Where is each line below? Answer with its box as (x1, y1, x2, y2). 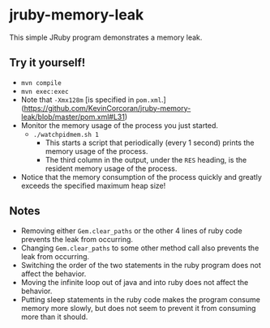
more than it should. (20, 312, 88, 322)
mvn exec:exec (20, 87, 69, 96)
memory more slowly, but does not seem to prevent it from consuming (20, 303, 256, 313)
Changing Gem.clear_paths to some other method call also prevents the (20, 243, 259, 253)
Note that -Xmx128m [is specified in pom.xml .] (20, 95, 167, 104)
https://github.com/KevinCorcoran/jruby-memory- (24, 103, 191, 113)
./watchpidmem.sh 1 (32, 130, 100, 138)
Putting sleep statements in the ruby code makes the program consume (20, 294, 260, 305)
